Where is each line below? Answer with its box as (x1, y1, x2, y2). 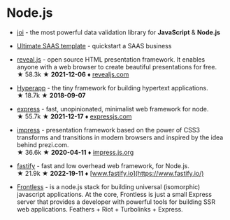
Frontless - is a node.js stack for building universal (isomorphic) (16, 182, 201, 191)
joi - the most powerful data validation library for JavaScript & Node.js (16, 28, 221, 36)
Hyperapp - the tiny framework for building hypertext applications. (16, 83, 208, 92)
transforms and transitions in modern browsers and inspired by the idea (16, 133, 224, 142)
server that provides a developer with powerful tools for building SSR (16, 198, 216, 206)
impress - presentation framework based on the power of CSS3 (16, 125, 201, 134)
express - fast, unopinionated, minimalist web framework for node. (16, 104, 209, 113)
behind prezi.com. (16, 140, 69, 149)
